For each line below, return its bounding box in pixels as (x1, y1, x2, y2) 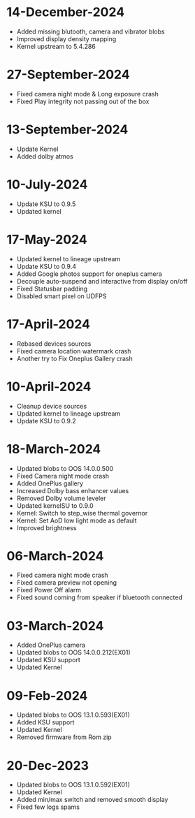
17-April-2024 (6, 316, 90, 332)
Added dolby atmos (16, 152, 74, 161)
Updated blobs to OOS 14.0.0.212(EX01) (16, 648, 131, 657)
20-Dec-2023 (6, 757, 89, 773)
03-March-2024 (6, 618, 104, 634)
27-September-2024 (6, 67, 130, 82)
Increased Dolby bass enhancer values (16, 486, 129, 495)
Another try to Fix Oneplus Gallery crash (16, 354, 133, 363)
